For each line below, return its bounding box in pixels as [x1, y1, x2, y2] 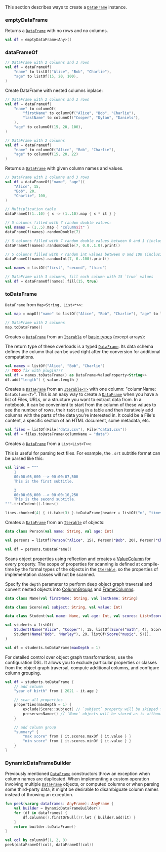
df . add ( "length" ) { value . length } [5, 377, 79, 382]
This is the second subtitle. [14, 497, 77, 502]
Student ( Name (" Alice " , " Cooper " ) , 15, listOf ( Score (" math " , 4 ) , [14, 627, 149, 632]
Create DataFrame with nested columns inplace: [5, 87, 103, 93]
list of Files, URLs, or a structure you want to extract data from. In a [5, 397, 142, 403]
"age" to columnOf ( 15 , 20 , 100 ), [14, 124, 83, 130]
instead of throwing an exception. [5, 792, 74, 798]
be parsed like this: [5, 455, 44, 461]
